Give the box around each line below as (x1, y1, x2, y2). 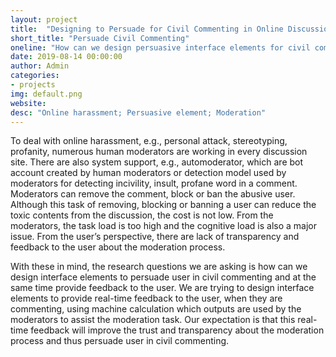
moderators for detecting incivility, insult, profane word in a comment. (10, 177, 298, 190)
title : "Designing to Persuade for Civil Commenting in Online (10, 24, 284, 34)
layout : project (10, 14, 78, 25)
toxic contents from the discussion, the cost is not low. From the (10, 209, 274, 221)
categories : (10, 71, 60, 81)
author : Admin (10, 61, 70, 71)
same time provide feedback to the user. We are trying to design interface (10, 282, 315, 294)
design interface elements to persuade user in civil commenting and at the (10, 271, 317, 283)
